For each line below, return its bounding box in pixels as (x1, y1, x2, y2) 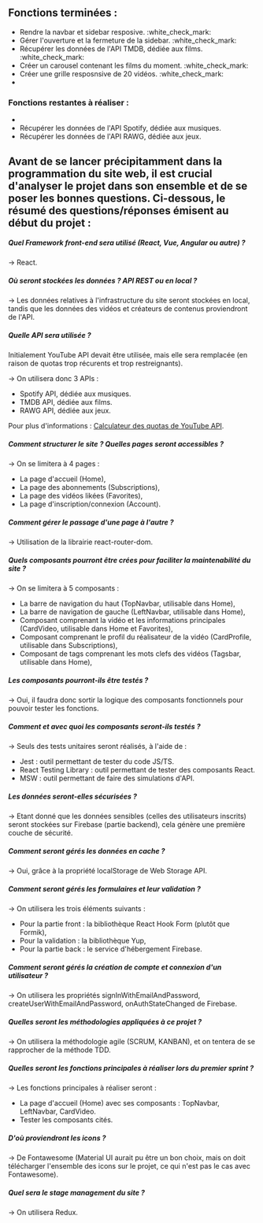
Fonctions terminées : (8, 6, 118, 20)
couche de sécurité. (8, 828, 73, 838)
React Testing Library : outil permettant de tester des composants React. (19, 765, 256, 775)
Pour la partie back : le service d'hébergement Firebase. (19, 944, 202, 954)
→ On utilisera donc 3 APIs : (8, 374, 99, 384)
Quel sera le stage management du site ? (8, 1188, 146, 1197)
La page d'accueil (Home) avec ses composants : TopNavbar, (19, 1099, 220, 1108)
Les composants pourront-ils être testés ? (8, 675, 149, 684)
